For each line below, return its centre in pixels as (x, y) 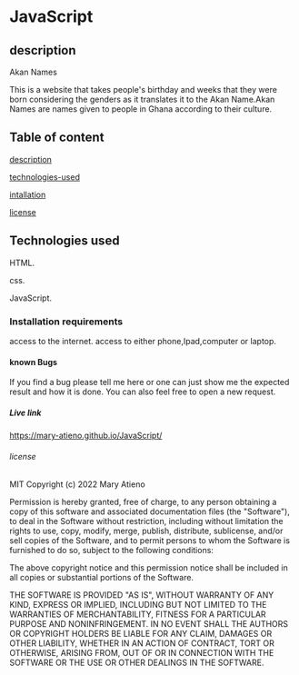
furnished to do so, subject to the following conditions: (111, 551)
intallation (28, 194)
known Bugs (33, 362)
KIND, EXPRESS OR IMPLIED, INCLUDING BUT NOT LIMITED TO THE (138, 605)
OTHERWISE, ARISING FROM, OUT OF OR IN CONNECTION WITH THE (142, 653)
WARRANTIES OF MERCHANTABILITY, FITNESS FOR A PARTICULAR (138, 614)
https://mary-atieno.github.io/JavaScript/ (86, 436)
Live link (25, 412)
